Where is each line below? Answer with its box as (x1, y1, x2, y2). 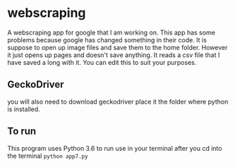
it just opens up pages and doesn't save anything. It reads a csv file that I (7, 51, 220, 59)
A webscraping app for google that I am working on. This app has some (7, 28, 215, 37)
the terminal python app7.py (7, 151, 88, 160)
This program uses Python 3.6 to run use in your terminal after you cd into (7, 144, 222, 152)
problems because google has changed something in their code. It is (7, 35, 207, 44)
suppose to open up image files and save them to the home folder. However (7, 43, 228, 51)
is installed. (7, 104, 40, 113)
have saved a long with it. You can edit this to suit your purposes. (7, 58, 197, 66)
